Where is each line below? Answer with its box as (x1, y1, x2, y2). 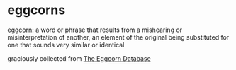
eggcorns (7, 2, 66, 18)
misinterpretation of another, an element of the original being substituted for (7, 33, 230, 41)
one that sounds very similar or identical (7, 40, 125, 49)
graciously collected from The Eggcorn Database (7, 54, 151, 62)
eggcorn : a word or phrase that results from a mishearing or (7, 25, 183, 34)
